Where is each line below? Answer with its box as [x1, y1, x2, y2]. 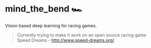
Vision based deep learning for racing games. [5, 22, 97, 29]
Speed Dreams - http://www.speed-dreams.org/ [17, 37, 114, 43]
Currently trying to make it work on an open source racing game [17, 32, 147, 38]
